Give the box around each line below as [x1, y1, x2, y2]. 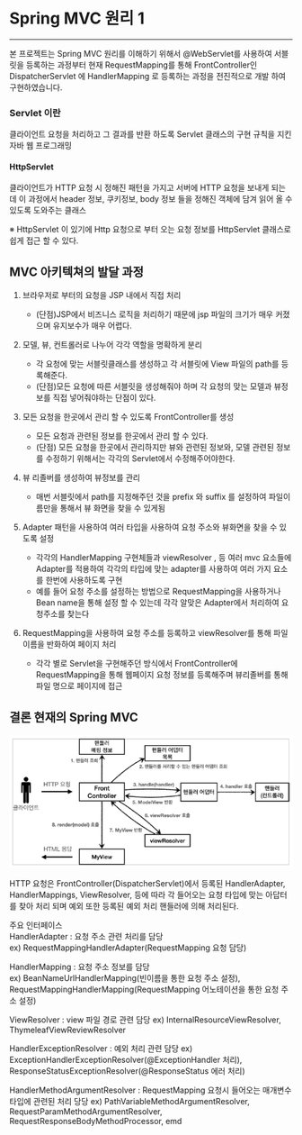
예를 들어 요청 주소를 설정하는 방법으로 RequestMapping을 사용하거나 [35, 586, 281, 597]
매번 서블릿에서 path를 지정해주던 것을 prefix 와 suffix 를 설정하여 [35, 492, 267, 503]
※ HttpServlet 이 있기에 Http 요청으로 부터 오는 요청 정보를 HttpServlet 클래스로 [9, 224, 292, 235]
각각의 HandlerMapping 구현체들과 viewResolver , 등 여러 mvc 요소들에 [35, 552, 292, 563]
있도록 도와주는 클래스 [9, 204, 87, 216]
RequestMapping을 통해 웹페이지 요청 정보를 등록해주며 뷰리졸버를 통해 [35, 669, 289, 680]
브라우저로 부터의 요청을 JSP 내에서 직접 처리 [22, 290, 182, 301]
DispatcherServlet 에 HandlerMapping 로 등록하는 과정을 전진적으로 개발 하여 [9, 70, 286, 81]
